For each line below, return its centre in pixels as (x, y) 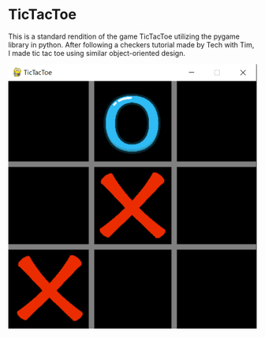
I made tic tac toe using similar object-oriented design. (97, 53)
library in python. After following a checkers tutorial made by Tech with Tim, (131, 44)
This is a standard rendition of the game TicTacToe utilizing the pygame (124, 36)
